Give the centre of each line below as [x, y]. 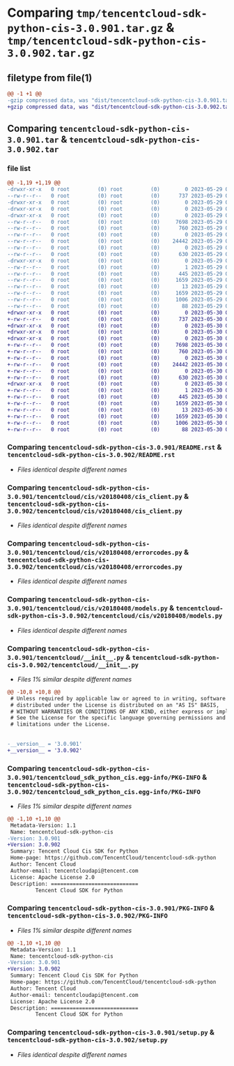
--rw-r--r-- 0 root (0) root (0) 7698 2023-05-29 [115, 222]
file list [19, 168]
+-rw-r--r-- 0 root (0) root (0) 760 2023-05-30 [115, 352]
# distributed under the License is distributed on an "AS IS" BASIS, [115, 705]
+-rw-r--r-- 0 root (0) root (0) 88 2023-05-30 [115, 429]
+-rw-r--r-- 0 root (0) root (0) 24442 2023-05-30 [115, 364]
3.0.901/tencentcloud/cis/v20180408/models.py [88, 609]
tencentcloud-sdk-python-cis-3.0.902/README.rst [91, 455]
